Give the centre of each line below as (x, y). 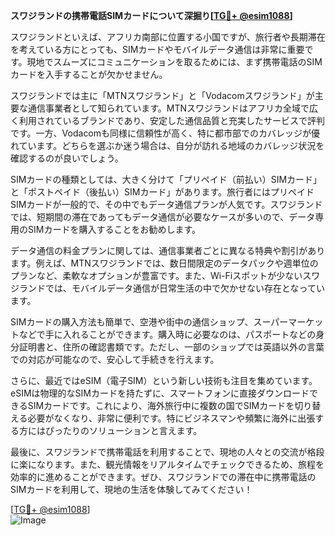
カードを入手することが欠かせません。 (89, 74)
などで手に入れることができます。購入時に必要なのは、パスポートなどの (167, 334)
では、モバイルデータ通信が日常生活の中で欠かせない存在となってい (184, 288)
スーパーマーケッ (288, 322)
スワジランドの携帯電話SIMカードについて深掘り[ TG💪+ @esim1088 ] (151, 15)
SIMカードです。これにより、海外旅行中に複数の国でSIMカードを (161, 405)
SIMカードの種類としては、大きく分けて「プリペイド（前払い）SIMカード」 (166, 179)
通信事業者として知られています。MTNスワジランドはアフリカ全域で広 (172, 108)
